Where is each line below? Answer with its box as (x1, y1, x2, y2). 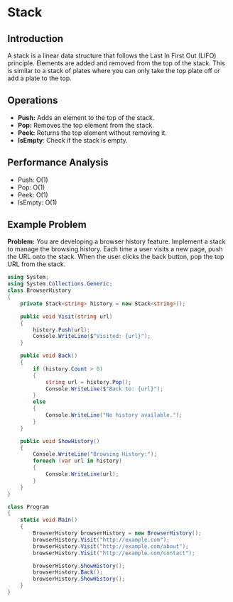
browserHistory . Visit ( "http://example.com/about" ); (33, 542, 190, 550)
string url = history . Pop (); (45, 378, 132, 385)
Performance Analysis (7, 157, 109, 169)
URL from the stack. (7, 260, 66, 268)
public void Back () (20, 352, 78, 359)
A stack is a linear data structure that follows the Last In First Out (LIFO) (7, 51, 217, 60)
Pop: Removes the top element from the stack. (17, 121, 154, 129)
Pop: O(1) (17, 182, 45, 192)
